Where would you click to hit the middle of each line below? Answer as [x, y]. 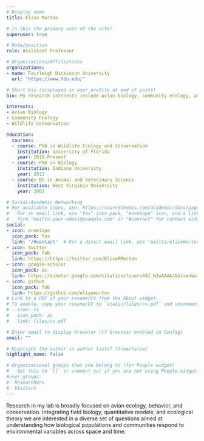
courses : [23, 140]
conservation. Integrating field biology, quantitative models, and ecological [100, 412]
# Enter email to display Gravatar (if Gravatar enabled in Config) [95, 332]
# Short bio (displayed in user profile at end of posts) [81, 90]
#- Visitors [21, 388]
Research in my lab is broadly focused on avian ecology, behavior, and [95, 405]
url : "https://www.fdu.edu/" [49, 79]
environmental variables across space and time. [66, 431]
